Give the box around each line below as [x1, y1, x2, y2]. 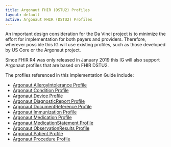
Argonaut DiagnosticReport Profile [12, 98, 85, 104]
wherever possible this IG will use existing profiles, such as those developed [5, 42, 166, 48]
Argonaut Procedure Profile [12, 136, 70, 142]
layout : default [5, 12, 40, 17]
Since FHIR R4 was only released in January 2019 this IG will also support [5, 57, 160, 63]
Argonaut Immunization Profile [12, 109, 77, 115]
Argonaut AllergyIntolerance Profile [12, 82, 87, 88]
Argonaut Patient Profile [12, 131, 63, 137]
